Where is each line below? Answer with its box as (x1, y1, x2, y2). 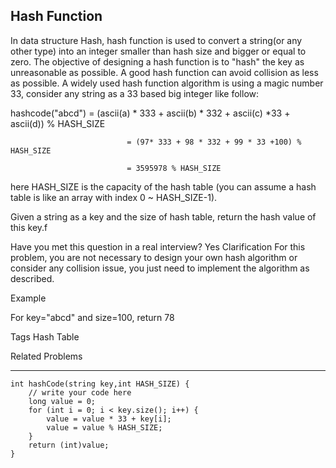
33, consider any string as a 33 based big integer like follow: (10, 87, 260, 99)
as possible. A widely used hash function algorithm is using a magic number (10, 77, 324, 89)
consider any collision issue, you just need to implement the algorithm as (10, 262, 310, 274)
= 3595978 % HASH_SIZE (126, 163, 222, 173)
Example (10, 292, 47, 304)
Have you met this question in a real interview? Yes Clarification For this (10, 240, 306, 253)
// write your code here (28, 387, 132, 398)
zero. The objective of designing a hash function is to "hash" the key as (10, 55, 305, 68)
